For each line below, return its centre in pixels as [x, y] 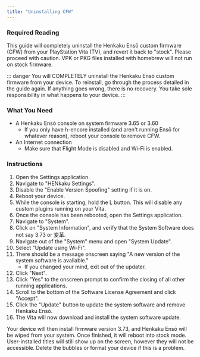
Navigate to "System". [43, 221]
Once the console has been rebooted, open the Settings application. [99, 215]
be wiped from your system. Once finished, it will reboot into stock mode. [97, 335]
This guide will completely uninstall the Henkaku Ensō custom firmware [94, 45]
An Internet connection [43, 142]
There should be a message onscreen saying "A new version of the [98, 254]
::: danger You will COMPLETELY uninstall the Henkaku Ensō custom [90, 76]
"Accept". [27, 298]
